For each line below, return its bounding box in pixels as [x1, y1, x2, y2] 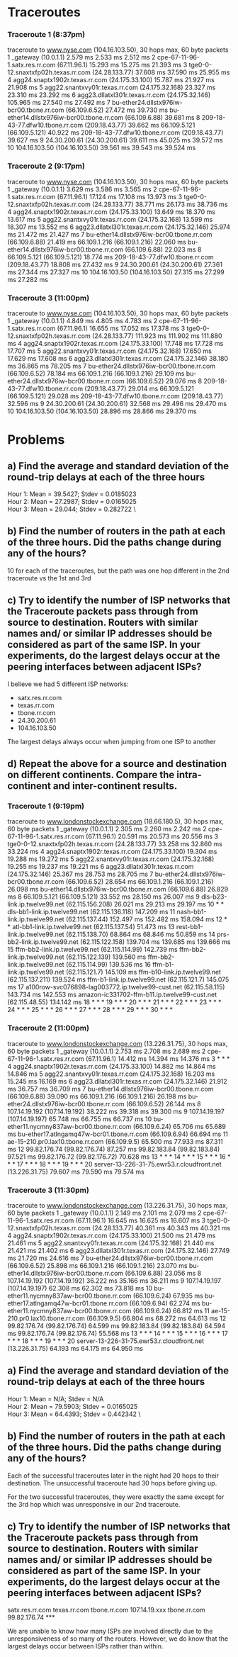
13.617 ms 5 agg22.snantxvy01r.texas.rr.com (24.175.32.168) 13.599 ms [7, 215, 213, 223]
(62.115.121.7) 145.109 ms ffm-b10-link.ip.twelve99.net [66, 968, 222, 977]
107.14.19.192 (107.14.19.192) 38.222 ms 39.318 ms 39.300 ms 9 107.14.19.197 [7, 1107, 225, 1116]
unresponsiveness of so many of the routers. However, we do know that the [7, 1634, 229, 1643]
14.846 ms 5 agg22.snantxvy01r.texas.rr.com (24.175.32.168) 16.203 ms [7, 1069, 215, 1078]
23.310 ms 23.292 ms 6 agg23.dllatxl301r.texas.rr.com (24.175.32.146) [7, 91, 211, 99]
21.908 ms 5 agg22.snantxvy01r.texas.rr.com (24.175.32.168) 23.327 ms [7, 83, 216, 92]
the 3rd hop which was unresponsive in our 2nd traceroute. [7, 1500, 181, 1508]
